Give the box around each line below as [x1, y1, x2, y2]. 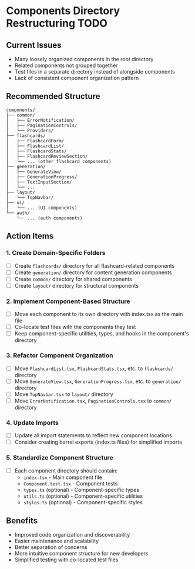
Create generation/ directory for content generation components [14, 269, 172, 276]
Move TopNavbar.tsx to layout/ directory [14, 390, 113, 398]
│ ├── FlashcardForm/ [6, 138, 65, 144]
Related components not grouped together [14, 62, 118, 69]
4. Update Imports [6, 418, 59, 427]
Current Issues [6, 40, 62, 50]
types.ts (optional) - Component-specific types [23, 486, 140, 493]
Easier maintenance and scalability [14, 537, 99, 545]
